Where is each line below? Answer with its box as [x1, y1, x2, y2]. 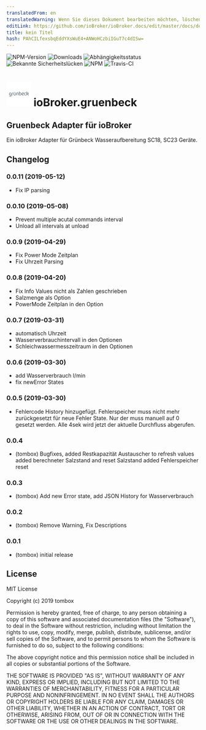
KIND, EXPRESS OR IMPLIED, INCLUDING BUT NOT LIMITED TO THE [6, 678, 180, 686]
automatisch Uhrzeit [15, 330, 67, 337]
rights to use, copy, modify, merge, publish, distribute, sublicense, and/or [6, 628, 191, 635]
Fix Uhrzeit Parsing [15, 258, 64, 265]
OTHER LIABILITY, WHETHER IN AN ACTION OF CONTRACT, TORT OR [6, 704, 185, 712]
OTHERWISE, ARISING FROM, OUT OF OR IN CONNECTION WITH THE [6, 711, 185, 718]
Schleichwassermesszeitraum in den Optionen [15, 343, 133, 350]
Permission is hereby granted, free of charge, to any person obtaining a [6, 608, 187, 616]
